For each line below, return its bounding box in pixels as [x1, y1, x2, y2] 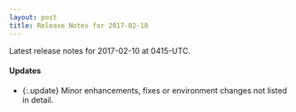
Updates [9, 65, 42, 76]
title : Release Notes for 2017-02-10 [9, 21, 149, 30]
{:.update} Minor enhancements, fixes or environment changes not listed [21, 85, 288, 95]
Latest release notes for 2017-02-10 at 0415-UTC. [9, 45, 191, 56]
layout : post [9, 12, 58, 22]
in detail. [21, 94, 54, 105]
